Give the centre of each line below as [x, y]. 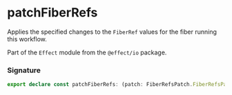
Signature [24, 70]
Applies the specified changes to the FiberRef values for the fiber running [112, 32]
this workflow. [27, 39]
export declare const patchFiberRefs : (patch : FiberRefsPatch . [100, 85]
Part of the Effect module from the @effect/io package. [87, 52]
